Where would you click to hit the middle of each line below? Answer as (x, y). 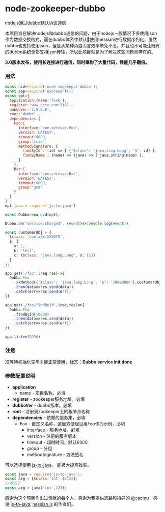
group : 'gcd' (30, 188)
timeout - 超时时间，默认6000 (57, 442)
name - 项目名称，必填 (42, 393)
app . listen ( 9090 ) (23, 337)
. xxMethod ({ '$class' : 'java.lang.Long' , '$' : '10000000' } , (76, 283)
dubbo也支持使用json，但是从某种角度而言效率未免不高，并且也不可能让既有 (82, 45)
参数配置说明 (20, 376)
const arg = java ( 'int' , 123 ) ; (36, 488)
